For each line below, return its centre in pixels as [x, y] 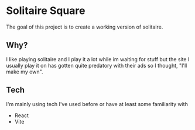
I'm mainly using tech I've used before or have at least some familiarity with [97, 104]
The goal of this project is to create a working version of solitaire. [85, 27]
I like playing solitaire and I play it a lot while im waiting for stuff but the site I [98, 59]
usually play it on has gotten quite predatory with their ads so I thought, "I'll [97, 65]
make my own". [25, 72]
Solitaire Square [46, 11]
